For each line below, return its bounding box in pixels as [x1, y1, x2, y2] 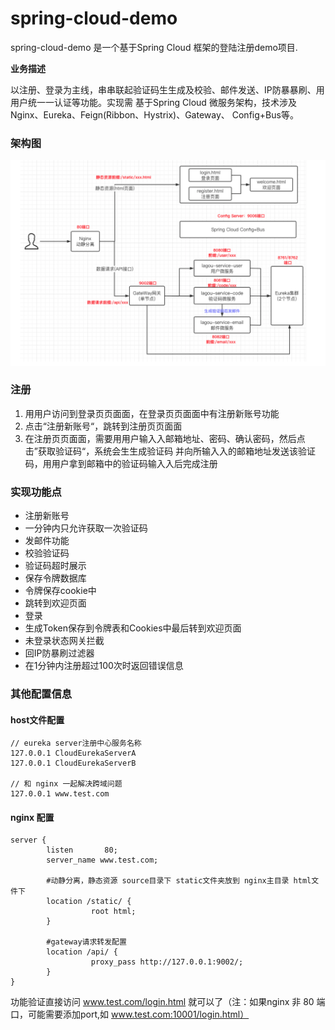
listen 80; [46, 845, 118, 856]
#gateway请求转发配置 [46, 937, 127, 947]
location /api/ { [46, 947, 118, 957]
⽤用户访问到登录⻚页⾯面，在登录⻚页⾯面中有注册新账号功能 [24, 407, 280, 419]
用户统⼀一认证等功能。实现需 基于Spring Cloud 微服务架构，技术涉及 [10, 96, 297, 108]
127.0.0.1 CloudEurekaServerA [10, 748, 137, 759]
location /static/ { [46, 897, 132, 907]
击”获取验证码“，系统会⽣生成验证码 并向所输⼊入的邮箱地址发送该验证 [24, 445, 317, 457]
